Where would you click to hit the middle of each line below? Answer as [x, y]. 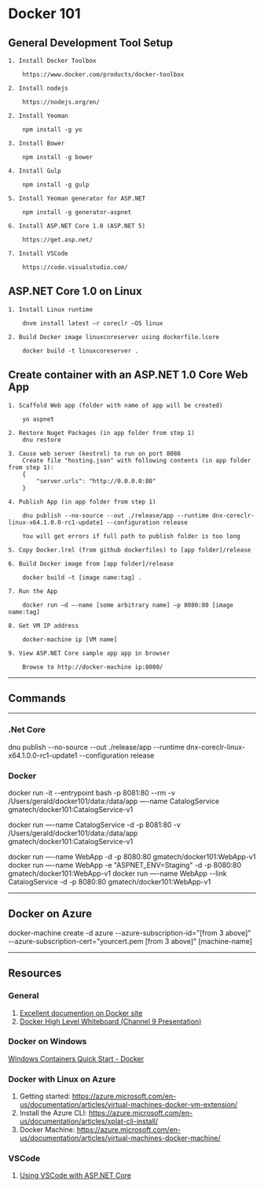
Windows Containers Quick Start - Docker [76, 1058]
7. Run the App [33, 591]
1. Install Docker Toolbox [52, 61]
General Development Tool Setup [91, 43]
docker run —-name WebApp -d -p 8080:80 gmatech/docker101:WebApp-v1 [132, 857]
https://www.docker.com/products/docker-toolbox [103, 75]
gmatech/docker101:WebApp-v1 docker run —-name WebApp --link [117, 873]
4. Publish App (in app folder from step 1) [82, 502]
